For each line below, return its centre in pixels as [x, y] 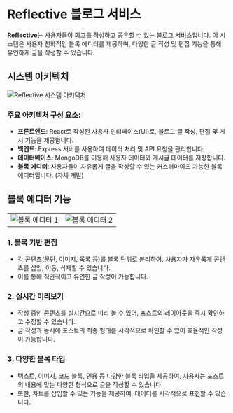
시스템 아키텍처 [38, 77]
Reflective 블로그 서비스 [74, 14]
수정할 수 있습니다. [50, 322]
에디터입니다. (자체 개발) [50, 175]
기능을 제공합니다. [49, 140]
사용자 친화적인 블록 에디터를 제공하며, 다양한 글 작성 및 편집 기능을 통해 [123, 43]
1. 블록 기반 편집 [32, 242]
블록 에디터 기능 [39, 199]
